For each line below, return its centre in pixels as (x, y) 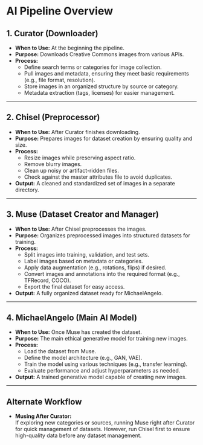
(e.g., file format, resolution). (60, 80)
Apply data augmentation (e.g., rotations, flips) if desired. (95, 267)
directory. (27, 190)
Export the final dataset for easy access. (74, 287)
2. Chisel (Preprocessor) (53, 117)
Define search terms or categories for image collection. (93, 67)
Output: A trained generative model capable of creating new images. (101, 377)
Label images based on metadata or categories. (83, 261)
